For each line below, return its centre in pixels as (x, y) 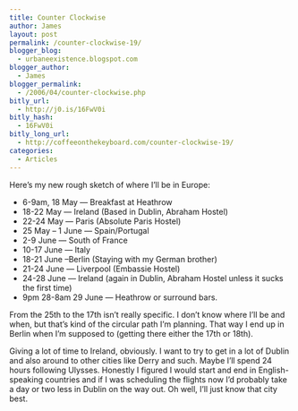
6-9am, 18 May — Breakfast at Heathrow (97, 201)
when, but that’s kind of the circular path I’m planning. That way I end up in (147, 324)
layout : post (34, 34)
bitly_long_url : (39, 134)
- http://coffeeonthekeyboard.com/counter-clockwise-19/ (126, 142)
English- (273, 370)
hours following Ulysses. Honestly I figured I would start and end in (133, 370)
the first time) (47, 287)
